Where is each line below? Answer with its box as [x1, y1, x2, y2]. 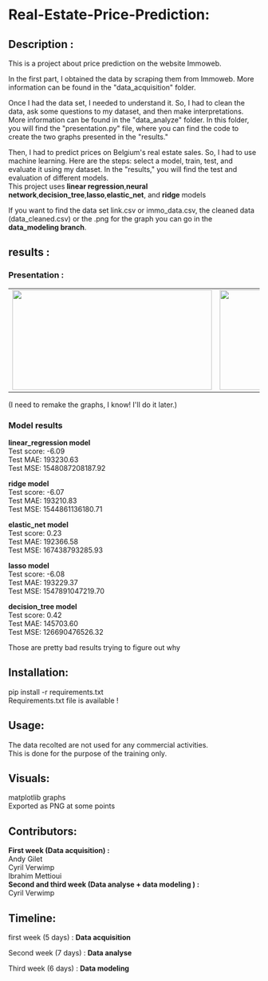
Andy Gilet [8, 854, 43, 864]
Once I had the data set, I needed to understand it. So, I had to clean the [8, 98, 246, 107]
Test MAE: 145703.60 [8, 618, 78, 628]
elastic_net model [8, 520, 69, 529]
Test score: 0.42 [8, 610, 62, 620]
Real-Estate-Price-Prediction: [8, 6, 210, 24]
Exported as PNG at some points [8, 801, 116, 811]
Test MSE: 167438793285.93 [8, 545, 104, 555]
